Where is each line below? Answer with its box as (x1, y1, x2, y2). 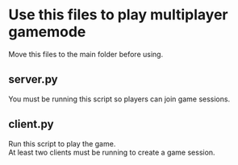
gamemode (8, 23, 86, 41)
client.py (8, 118, 54, 131)
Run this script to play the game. (8, 138, 116, 148)
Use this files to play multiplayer (8, 6, 228, 24)
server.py (8, 72, 58, 86)
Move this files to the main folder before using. (8, 49, 164, 59)
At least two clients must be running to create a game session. (8, 147, 215, 157)
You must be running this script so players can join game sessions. (8, 94, 231, 104)
